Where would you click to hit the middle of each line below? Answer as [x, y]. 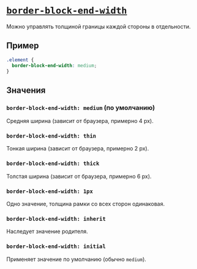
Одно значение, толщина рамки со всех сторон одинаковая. [86, 204]
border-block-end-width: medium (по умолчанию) [81, 108]
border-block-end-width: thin [51, 136]
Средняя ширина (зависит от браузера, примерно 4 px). [80, 121]
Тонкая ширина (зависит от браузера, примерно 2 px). [78, 149]
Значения [26, 90]
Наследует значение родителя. [47, 232]
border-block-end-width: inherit [56, 219]
